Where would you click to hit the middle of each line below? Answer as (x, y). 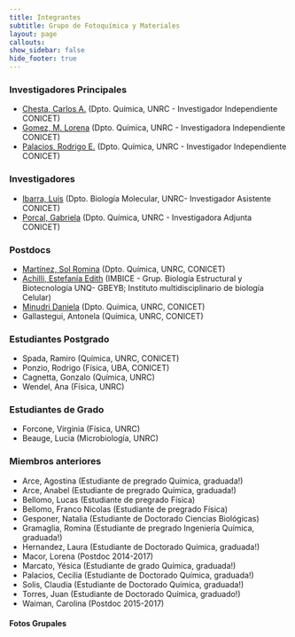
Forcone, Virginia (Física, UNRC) (81, 429)
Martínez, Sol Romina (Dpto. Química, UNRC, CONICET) (124, 269)
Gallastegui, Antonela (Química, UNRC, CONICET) (113, 316)
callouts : (27, 42)
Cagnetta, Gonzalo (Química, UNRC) (88, 377)
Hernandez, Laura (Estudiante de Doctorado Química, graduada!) (141, 547)
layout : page (33, 34)
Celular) (36, 297)
